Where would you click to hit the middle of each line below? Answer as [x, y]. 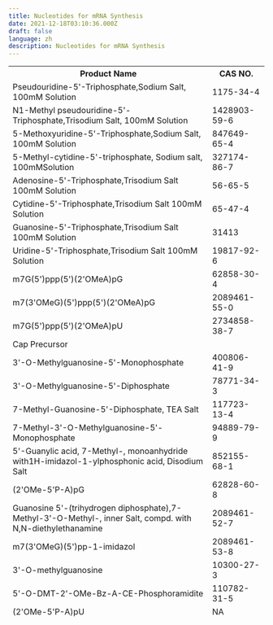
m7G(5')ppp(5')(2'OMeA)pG [68, 279]
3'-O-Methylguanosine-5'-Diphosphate [91, 386]
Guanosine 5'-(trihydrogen [64, 508]
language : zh [30, 39]
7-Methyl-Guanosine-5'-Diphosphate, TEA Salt [106, 409]
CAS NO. [236, 74]
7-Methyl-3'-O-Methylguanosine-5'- [88, 428]
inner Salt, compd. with [148, 518]
